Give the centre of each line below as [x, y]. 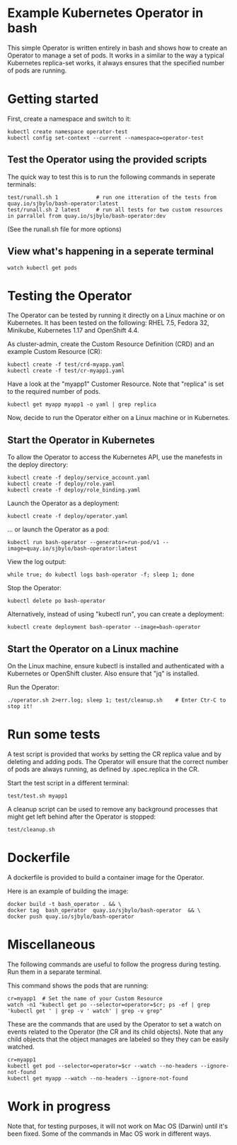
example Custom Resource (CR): [55, 352]
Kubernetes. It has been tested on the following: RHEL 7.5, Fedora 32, [109, 323]
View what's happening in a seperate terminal [111, 251]
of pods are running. [37, 70]
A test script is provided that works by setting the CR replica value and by [114, 754]
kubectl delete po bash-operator [57, 601]
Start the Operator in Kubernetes [81, 440]
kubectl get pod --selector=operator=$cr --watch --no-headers [103, 1066]
